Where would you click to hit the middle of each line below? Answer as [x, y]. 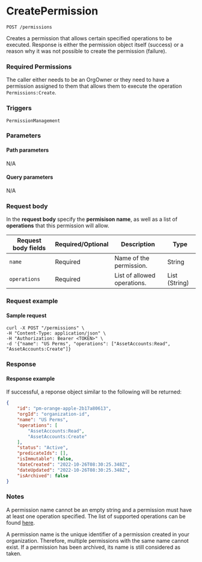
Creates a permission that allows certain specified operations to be [89, 38]
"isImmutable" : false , [45, 459]
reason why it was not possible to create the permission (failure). [87, 51]
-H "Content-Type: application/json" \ [56, 333]
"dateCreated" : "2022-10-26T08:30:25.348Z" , [74, 465]
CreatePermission [52, 11]
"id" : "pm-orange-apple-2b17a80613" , [64, 409]
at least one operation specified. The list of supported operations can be [96, 516]
